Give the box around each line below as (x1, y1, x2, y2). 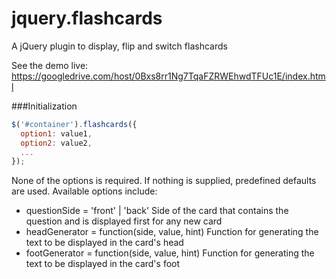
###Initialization (11, 100, 78, 112)
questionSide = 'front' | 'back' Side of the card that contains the (25, 205, 289, 217)
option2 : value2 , (20, 138, 93, 148)
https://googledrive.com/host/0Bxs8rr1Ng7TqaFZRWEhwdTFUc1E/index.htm (11, 70, 326, 82)
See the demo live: (11, 59, 89, 71)
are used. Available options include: (11, 185, 158, 197)
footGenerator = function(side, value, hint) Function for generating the (25, 247, 315, 259)
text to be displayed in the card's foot (25, 258, 181, 270)
